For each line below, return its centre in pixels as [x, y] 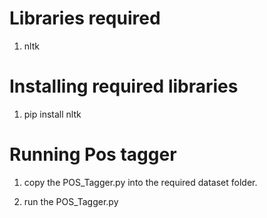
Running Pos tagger [93, 154]
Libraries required [85, 18]
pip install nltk [52, 114]
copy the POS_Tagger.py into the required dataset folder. [140, 182]
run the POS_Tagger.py [71, 201]
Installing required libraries [124, 86]
